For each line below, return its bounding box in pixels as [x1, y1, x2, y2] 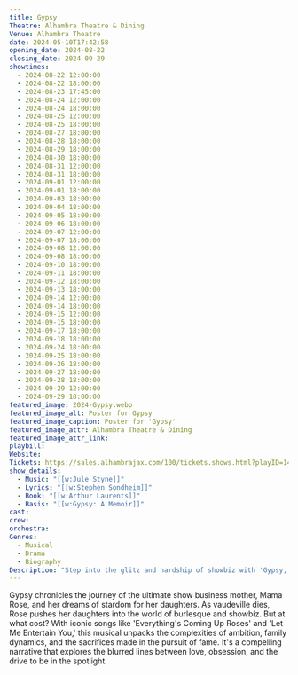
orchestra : [9, 524, 50, 533]
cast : [9, 507, 29, 517]
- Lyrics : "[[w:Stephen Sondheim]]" [17, 483, 153, 492]
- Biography [17, 557, 62, 566]
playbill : [9, 442, 46, 451]
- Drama [17, 549, 46, 558]
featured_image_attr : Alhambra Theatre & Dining [9, 425, 192, 435]
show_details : [9, 467, 62, 475]
